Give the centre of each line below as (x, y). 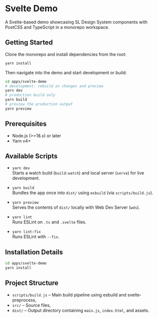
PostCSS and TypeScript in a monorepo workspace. (57, 27)
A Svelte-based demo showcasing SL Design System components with (76, 22)
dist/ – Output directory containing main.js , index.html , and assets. (81, 310)
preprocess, (24, 300)
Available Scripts (31, 156)
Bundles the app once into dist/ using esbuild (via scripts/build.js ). (83, 193)
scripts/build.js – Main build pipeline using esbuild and (69, 295)
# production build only (30, 95)
